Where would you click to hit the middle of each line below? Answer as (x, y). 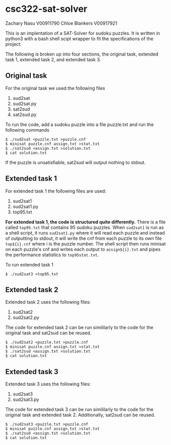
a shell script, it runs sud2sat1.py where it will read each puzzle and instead (85, 233)
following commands (27, 130)
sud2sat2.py (26, 317)
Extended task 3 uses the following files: (48, 384)
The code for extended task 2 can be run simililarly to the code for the (79, 328)
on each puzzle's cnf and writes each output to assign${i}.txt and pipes (83, 249)
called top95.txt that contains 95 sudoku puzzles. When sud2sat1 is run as (85, 227)
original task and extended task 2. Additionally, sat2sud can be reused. (80, 415)
